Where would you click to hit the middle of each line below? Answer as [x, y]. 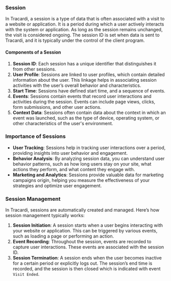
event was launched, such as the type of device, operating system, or [86, 118]
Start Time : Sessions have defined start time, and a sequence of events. [89, 90]
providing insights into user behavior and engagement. [70, 153]
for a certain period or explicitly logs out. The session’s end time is [82, 263]
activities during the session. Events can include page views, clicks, [84, 102]
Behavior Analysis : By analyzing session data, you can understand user [89, 158]
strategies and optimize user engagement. [57, 185]
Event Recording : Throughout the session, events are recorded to [82, 242]
